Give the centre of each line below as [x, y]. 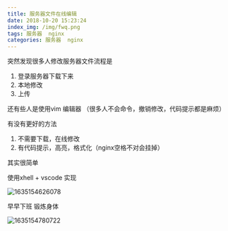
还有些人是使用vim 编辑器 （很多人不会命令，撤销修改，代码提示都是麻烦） [116, 109]
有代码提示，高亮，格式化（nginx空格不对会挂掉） [90, 148]
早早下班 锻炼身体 [33, 206]
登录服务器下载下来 [46, 76]
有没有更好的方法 [32, 124]
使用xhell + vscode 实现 [42, 178]
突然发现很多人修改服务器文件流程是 [60, 61]
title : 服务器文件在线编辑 [42, 14]
